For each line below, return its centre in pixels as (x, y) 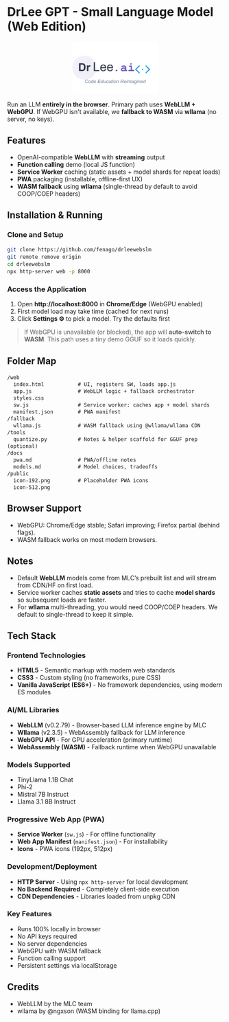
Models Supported (39, 764)
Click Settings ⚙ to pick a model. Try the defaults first (93, 319)
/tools (16, 433)
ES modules (34, 692)
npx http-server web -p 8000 (49, 272)
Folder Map (32, 361)
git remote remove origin (44, 257)
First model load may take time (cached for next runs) (93, 311)
